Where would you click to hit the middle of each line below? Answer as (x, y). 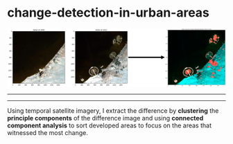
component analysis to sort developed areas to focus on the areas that (109, 125)
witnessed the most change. (48, 132)
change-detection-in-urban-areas (109, 13)
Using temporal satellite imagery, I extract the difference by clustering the (113, 110)
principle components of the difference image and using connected (105, 118)
